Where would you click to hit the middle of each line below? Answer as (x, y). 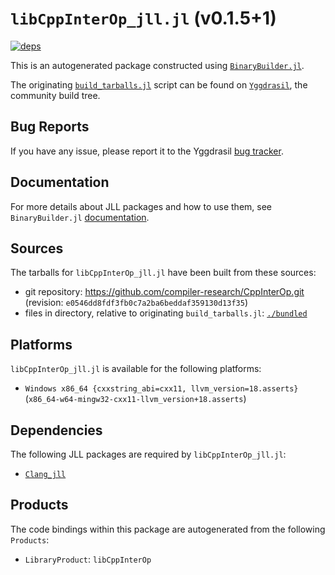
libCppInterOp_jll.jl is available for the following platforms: (136, 369)
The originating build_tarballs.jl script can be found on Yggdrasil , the (159, 84)
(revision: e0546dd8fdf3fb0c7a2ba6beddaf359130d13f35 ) (136, 303)
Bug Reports (50, 127)
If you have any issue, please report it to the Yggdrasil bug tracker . (147, 151)
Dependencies (56, 430)
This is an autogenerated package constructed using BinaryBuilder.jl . (157, 65)
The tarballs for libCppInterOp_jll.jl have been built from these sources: (163, 273)
